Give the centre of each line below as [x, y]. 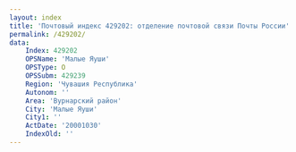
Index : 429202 [51, 51]
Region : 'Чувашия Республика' [82, 84]
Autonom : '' [47, 92]
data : [19, 42]
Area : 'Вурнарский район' [74, 101]
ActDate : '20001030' [63, 126]
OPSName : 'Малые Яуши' [68, 59]
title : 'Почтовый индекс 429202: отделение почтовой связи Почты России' [150, 26]
